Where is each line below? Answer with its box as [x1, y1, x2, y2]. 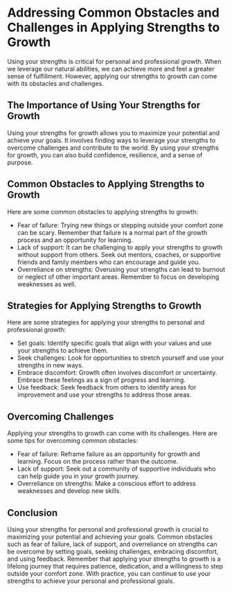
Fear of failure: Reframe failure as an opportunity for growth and [17, 450, 201, 458]
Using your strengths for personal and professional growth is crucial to [7, 525, 209, 533]
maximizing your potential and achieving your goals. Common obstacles [7, 532, 213, 541]
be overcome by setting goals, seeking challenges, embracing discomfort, [7, 548, 219, 555]
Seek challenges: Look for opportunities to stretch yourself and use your [17, 354, 224, 362]
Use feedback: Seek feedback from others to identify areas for [17, 383, 197, 392]
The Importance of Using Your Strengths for [7, 99, 201, 112]
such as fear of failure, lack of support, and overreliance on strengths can [7, 540, 217, 548]
